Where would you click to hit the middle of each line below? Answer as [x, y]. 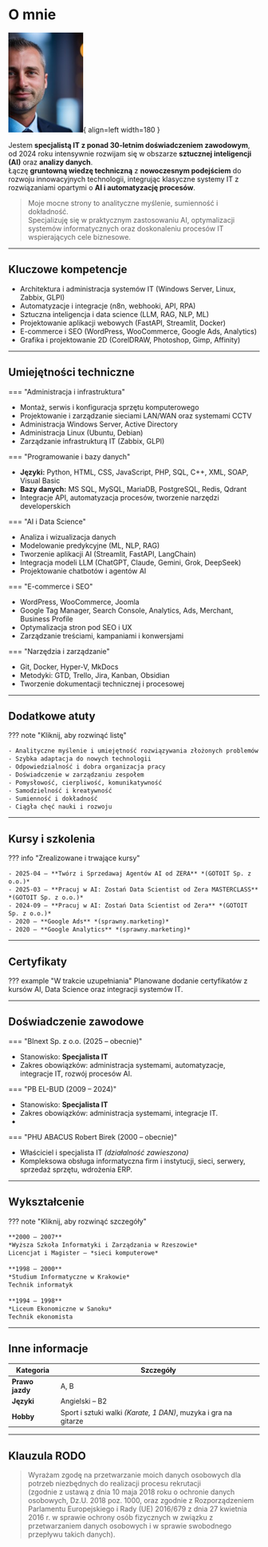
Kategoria [33, 1370]
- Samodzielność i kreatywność [60, 791]
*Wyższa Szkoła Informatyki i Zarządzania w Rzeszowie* [103, 1245]
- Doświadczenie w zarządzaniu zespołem [77, 775]
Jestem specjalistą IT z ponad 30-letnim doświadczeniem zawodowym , [129, 145]
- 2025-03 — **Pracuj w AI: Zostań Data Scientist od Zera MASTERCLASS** [134, 890]
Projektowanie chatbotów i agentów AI [83, 571]
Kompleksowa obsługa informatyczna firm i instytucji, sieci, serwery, [132, 1160]
